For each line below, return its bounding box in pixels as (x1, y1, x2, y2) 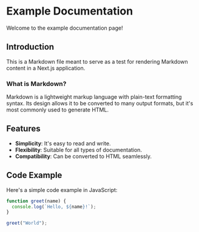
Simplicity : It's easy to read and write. (15, 139, 111, 147)
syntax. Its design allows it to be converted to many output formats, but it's (6, 100, 194, 107)
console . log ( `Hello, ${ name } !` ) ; (12, 204, 96, 210)
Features (6, 124, 41, 134)
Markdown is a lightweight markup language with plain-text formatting (6, 93, 182, 101)
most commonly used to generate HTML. (6, 106, 109, 113)
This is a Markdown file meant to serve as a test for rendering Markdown (6, 58, 188, 65)
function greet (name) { (6, 198, 67, 204)
